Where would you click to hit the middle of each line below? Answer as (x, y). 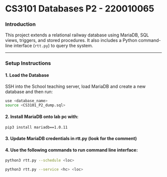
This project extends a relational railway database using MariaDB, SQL (77, 35)
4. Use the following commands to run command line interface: (72, 150)
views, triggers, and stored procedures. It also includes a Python (71, 40)
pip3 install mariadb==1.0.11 (37, 127)
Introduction (20, 24)
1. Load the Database (27, 75)
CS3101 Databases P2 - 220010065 (80, 9)
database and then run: (29, 91)
